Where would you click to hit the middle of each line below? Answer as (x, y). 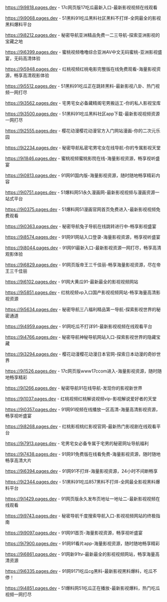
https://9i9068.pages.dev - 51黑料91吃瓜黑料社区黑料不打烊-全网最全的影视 (83, 18)
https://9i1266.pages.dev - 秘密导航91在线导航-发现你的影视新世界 (74, 388)
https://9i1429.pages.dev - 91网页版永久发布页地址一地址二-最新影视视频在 (83, 499)
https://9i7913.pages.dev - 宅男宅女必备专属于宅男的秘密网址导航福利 (77, 443)
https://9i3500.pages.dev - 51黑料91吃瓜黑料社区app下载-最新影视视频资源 (83, 114)
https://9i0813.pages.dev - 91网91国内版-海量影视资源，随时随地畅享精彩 (80, 175)
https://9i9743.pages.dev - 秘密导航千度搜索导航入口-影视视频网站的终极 (81, 516)
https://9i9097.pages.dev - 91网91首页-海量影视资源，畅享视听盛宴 (74, 533)
